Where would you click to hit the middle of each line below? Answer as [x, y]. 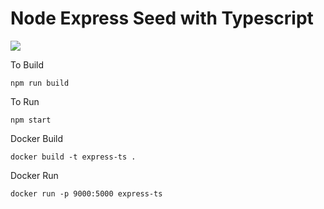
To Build [27, 64]
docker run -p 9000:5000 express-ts [86, 193]
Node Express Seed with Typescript [162, 18]
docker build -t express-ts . [73, 157]
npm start [31, 120]
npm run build [40, 83]
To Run [25, 101]
